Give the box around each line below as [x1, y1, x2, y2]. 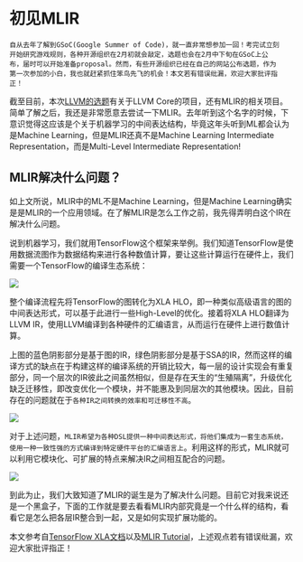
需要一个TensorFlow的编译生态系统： [9, 259, 148, 271]
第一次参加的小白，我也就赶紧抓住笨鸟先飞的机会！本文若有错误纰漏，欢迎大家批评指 [9, 69, 278, 78]
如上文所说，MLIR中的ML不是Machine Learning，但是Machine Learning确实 [9, 195, 293, 206]
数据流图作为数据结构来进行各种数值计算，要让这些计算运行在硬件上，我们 [16, 248, 294, 259]
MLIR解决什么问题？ [9, 170, 122, 185]
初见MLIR [9, 8, 80, 29]
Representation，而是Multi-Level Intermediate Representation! [9, 141, 242, 152]
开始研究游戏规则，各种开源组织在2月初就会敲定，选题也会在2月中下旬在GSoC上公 [9, 50, 269, 59]
